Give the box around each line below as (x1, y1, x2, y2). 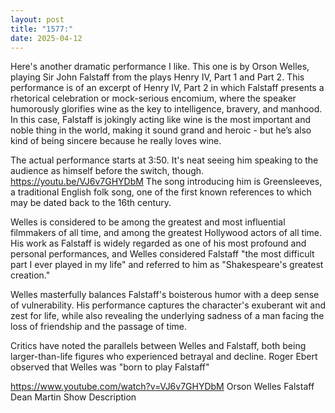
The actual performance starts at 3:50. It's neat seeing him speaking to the (10, 154, 319, 166)
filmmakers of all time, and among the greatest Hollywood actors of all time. (10, 227, 322, 239)
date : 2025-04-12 (10, 33, 83, 43)
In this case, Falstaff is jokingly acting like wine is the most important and (10, 114, 312, 126)
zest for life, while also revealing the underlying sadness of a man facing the (10, 310, 325, 322)
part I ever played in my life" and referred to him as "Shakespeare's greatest (10, 259, 324, 271)
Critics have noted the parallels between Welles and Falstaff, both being (10, 340, 307, 352)
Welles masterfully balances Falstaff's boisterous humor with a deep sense (10, 289, 320, 301)
